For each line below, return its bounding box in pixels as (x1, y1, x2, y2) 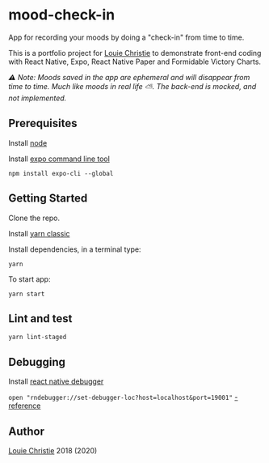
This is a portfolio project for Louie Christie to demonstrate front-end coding (8, 48, 262, 57)
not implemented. (8, 93, 67, 103)
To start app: (8, 274, 51, 284)
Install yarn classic (8, 228, 70, 238)
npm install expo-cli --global (8, 169, 114, 177)
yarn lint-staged (8, 333, 67, 342)
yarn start (8, 290, 45, 298)
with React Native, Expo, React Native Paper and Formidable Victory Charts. (8, 57, 261, 66)
